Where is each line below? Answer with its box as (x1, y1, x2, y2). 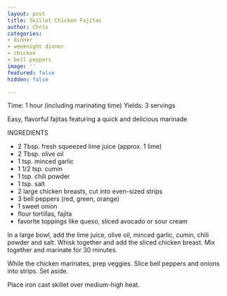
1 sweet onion (17, 202, 58, 211)
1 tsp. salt (17, 180, 46, 188)
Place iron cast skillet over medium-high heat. (7, 280, 141, 289)
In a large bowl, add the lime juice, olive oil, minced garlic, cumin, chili (7, 230, 209, 240)
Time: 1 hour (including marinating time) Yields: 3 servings (7, 101, 176, 110)
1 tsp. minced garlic (17, 157, 74, 166)
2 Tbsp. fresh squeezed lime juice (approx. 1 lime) (17, 142, 162, 151)
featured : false (7, 69, 55, 76)
